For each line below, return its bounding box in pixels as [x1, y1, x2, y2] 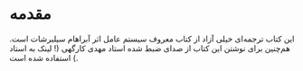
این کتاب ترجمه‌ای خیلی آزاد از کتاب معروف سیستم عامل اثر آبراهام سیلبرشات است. [9, 33, 295, 44]
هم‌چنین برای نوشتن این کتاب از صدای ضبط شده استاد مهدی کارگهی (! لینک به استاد [9, 42, 291, 53]
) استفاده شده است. [9, 52, 79, 63]
